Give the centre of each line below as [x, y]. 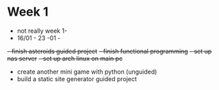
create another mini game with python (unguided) [87, 72]
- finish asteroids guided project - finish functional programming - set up [109, 51]
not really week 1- [42, 31]
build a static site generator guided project [77, 78]
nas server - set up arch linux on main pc [65, 58]
